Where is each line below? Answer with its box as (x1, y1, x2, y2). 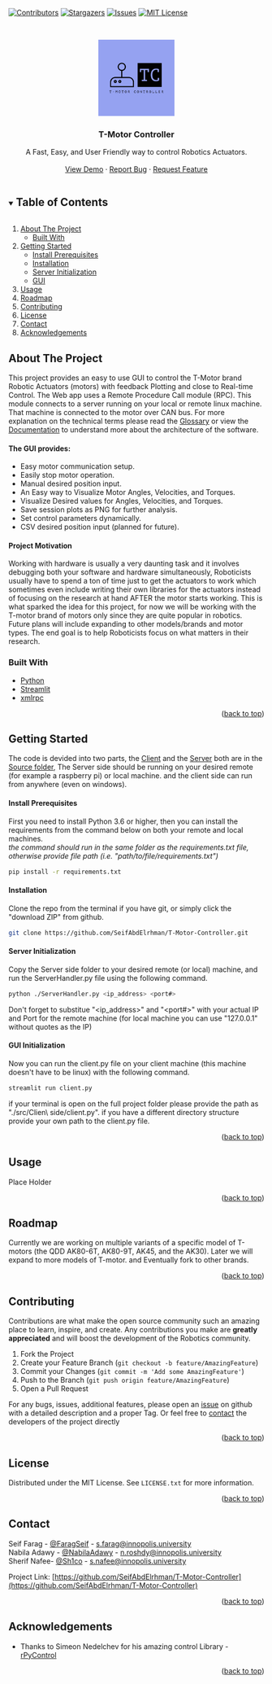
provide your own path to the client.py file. (8, 1116, 150, 1126)
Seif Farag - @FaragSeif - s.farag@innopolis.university (8, 1538, 192, 1548)
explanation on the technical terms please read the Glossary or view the (8, 416, 249, 426)
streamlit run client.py (8, 1083, 93, 1092)
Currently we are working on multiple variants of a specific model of (8, 1238, 236, 1248)
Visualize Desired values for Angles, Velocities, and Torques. (19, 496, 223, 506)
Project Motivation (8, 540, 72, 550)
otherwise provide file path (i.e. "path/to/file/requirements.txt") (8, 851, 219, 860)
